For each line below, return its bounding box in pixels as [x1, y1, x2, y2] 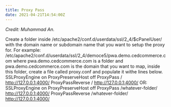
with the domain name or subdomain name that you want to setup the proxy [5, 41, 165, 47]
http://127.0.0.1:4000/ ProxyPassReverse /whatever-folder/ [5, 90, 129, 96]
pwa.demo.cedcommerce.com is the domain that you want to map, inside [5, 63, 160, 69]
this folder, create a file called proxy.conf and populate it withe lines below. [5, 68, 163, 74]
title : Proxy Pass [5, 7, 45, 13]
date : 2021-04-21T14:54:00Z [5, 12, 66, 17]
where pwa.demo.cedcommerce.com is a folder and [13, 58, 124, 64]
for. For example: [5, 47, 41, 53]
